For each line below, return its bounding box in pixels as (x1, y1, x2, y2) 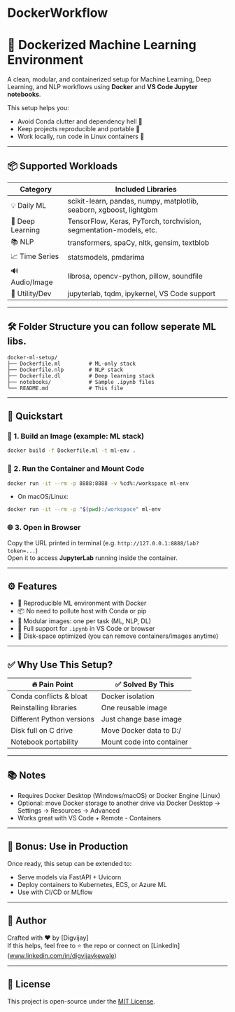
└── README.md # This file (7, 385, 124, 392)
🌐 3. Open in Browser (7, 523, 81, 533)
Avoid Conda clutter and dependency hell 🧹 (17, 117, 143, 126)
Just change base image (101, 714, 182, 724)
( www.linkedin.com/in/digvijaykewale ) (7, 951, 117, 959)
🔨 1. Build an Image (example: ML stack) (7, 432, 145, 441)
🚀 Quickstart (7, 411, 63, 422)
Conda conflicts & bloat (10, 691, 87, 701)
